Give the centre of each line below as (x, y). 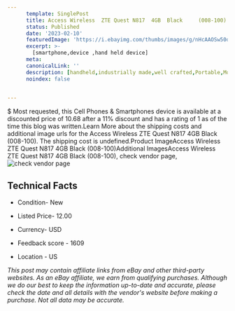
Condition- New (40, 202)
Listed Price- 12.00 (44, 216)
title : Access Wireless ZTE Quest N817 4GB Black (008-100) (126, 20)
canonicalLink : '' (52, 66)
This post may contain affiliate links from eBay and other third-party (106, 270)
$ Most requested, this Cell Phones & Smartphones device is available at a (114, 111)
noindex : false (48, 79)
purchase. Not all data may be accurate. (66, 300)
